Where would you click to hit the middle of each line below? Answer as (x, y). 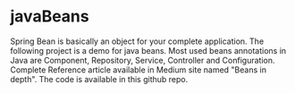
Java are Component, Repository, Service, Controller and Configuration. (143, 60)
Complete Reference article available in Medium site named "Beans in (139, 70)
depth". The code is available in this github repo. (99, 79)
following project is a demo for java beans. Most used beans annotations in (148, 50)
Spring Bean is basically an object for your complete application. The (137, 41)
